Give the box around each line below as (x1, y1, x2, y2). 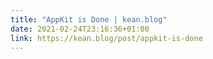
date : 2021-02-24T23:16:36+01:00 (10, 24, 150, 34)
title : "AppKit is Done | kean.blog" (10, 14, 168, 25)
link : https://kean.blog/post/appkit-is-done (10, 33, 203, 43)
